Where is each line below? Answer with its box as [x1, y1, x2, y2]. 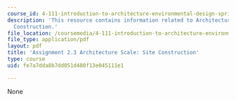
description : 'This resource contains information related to [7, 17, 193, 24]
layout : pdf [7, 42, 42, 49]
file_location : [7, 29, 52, 37]
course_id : [7, 10, 39, 17]
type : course [7, 56, 46, 63]
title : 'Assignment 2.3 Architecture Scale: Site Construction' [7, 49, 199, 56]
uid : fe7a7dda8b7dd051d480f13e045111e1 [7, 62, 124, 69]
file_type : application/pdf [7, 36, 90, 43]
